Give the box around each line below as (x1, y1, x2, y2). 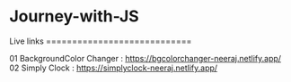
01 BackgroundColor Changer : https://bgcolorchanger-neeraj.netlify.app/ (9, 53, 281, 63)
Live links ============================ (9, 36, 192, 46)
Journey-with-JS (9, 6, 139, 27)
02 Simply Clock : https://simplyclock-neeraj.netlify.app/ (9, 62, 218, 73)
